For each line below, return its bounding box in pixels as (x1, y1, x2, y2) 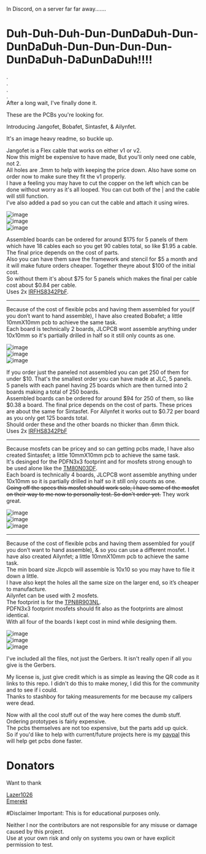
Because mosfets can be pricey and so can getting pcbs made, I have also (6, 444, 195, 452)
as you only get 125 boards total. (6, 414, 89, 421)
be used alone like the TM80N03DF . (6, 464, 98, 472)
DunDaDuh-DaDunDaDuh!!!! (6, 53, 153, 67)
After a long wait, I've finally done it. (6, 99, 97, 106)
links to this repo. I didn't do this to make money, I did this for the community (6, 680, 200, 687)
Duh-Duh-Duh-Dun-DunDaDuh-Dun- (6, 27, 199, 41)
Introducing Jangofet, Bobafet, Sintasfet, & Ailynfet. (6, 123, 137, 130)
